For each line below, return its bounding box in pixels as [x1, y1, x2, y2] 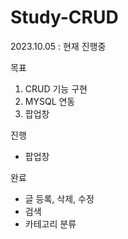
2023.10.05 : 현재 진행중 [10, 40, 107, 52]
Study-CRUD [10, 6, 119, 29]
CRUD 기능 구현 [24, 82, 88, 95]
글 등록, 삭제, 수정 [24, 192, 95, 205]
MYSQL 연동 [24, 95, 76, 107]
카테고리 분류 [24, 217, 77, 230]
